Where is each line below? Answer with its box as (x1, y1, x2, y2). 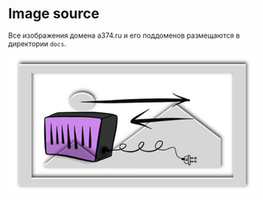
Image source (8, 5, 100, 23)
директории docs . (8, 38, 67, 48)
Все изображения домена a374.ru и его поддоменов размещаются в (8, 31, 240, 40)
